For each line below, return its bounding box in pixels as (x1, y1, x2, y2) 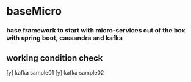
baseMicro (6, 4, 62, 18)
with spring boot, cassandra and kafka (6, 34, 123, 42)
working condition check (6, 53, 103, 63)
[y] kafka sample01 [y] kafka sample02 (6, 69, 104, 76)
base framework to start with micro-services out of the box (6, 26, 186, 35)
